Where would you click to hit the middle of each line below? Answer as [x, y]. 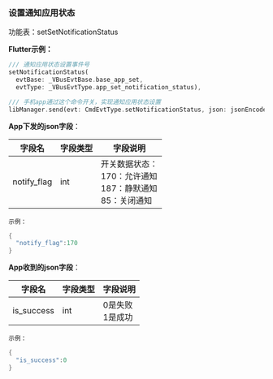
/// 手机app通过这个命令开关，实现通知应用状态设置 [84, 102]
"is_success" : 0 [41, 360]
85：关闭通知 [126, 200]
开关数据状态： [129, 164]
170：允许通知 [129, 176]
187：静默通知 [129, 188]
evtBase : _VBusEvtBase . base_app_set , [80, 80]
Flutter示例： [30, 50]
